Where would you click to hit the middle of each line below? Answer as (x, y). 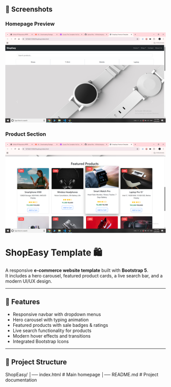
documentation (21, 380)
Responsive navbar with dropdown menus (57, 314)
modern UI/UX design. (29, 281)
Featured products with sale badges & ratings (60, 325)
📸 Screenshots (29, 9)
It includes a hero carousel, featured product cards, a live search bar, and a (84, 275)
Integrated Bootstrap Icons (41, 341)
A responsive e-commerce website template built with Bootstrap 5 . (77, 270)
